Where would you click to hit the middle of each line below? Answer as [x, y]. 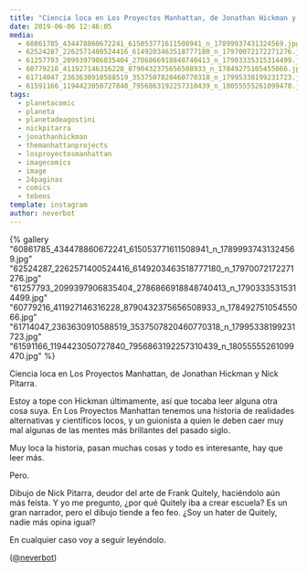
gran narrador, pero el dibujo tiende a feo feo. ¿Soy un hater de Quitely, [143, 512]
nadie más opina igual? [53, 522]
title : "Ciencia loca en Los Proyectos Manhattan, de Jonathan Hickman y [153, 18]
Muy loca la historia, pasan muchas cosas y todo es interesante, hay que [146, 448]
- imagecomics [44, 162]
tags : [20, 94]
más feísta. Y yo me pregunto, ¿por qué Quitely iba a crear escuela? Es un [148, 503]
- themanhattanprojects [63, 145]
